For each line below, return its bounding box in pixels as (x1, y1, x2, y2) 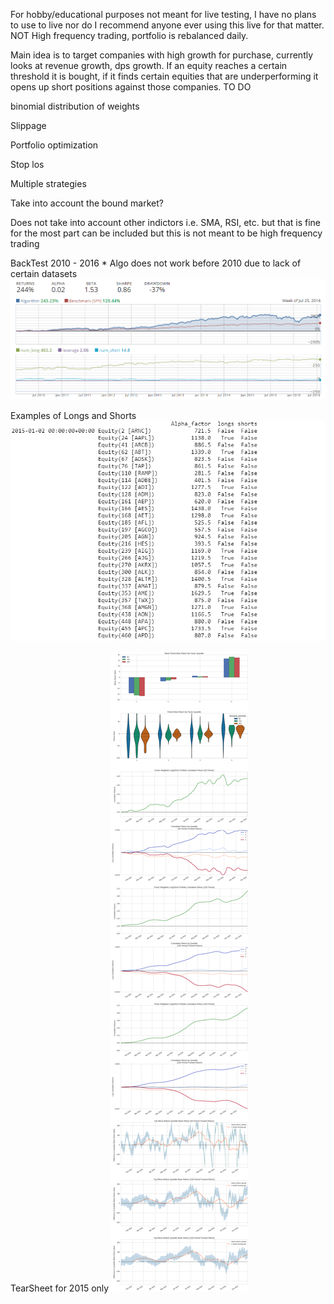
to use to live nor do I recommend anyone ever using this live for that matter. (10, 19, 325, 31)
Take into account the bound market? (10, 197, 164, 209)
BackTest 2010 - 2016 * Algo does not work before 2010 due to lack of (10, 257, 302, 269)
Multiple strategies (10, 178, 87, 189)
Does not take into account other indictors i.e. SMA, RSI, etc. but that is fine (10, 217, 322, 228)
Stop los (10, 159, 45, 170)
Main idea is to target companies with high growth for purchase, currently (10, 49, 314, 61)
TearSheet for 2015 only (10, 1282, 110, 1294)
